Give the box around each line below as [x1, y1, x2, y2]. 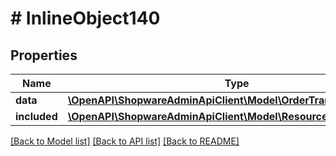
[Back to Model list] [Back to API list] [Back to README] [10, 135, 240, 147]
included [15, 110, 58, 123]
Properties [10, 47, 78, 64]
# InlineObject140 [10, 7, 161, 30]
